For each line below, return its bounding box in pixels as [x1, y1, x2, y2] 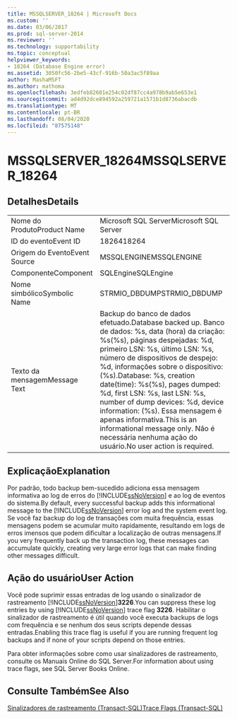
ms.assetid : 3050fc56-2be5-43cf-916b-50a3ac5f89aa [7, 69, 159, 76]
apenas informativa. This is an [99, 414, 197, 424]
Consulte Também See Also [7, 685, 129, 697]
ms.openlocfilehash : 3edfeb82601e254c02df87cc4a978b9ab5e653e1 [7, 89, 197, 96]
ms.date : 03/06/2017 [7, 23, 68, 30]
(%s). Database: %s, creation [99, 370, 195, 380]
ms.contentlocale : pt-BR [7, 109, 80, 116]
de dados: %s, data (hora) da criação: [99, 326, 225, 336]
